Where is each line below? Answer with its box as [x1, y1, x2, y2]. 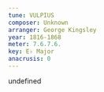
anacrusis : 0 [8, 55, 51, 63]
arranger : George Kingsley [8, 26, 97, 34]
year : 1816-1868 [8, 33, 61, 41]
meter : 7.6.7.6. [8, 41, 61, 48]
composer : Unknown [8, 19, 69, 27]
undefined [8, 76, 42, 86]
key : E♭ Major [8, 48, 55, 55]
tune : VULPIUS [8, 11, 55, 19]
